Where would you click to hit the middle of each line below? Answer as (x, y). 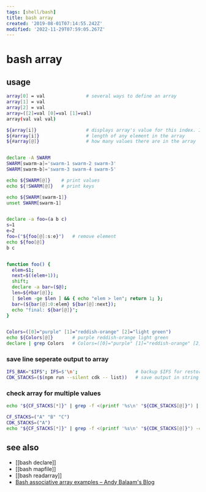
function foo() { (29, 264)
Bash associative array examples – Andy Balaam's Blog (85, 482)
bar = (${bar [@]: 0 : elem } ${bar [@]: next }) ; (64, 304)
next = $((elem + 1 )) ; (36, 276)
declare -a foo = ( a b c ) (37, 219)
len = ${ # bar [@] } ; (32, 293)
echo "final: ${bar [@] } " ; (45, 310)
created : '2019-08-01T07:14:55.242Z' (55, 23)
